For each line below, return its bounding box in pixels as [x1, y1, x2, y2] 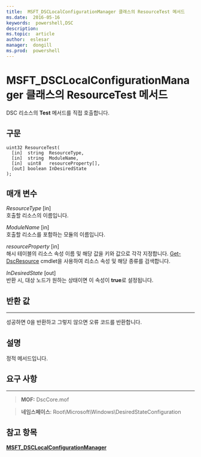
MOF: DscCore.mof [20, 396, 69, 403]
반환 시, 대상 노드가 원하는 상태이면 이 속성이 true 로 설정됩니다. [6, 277, 154, 284]
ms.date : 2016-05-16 [6, 14, 60, 20]
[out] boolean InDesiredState [11, 165, 87, 171]
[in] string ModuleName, [11, 155, 79, 161]
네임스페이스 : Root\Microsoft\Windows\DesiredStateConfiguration [20, 408, 181, 415]
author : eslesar [6, 37, 50, 43]
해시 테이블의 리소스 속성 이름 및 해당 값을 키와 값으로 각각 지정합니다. [6, 250, 169, 258]
